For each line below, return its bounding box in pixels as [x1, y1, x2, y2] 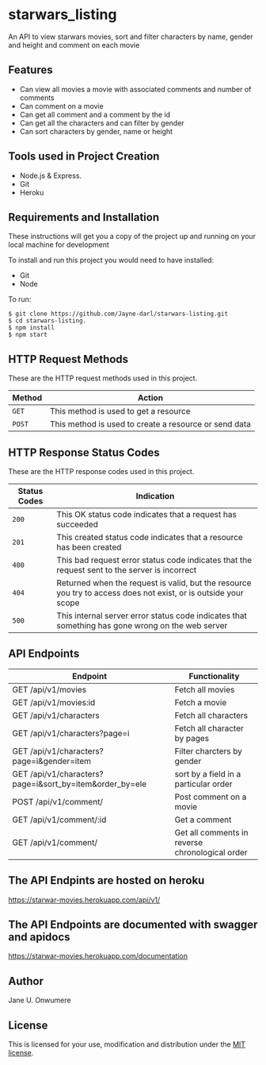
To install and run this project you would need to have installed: [8, 256, 215, 265]
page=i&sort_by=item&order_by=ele [12, 778, 147, 789]
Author [8, 974, 44, 988]
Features [8, 64, 53, 77]
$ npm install [8, 324, 55, 332]
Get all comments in [174, 827, 249, 838]
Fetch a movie [174, 696, 227, 708]
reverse [174, 836, 203, 847]
